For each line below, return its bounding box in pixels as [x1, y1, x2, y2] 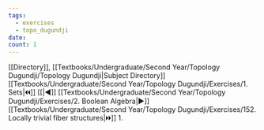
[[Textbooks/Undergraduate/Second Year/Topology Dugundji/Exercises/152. [8, 105, 257, 114]
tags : [8, 11, 26, 20]
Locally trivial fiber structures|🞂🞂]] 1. [8, 113, 124, 123]
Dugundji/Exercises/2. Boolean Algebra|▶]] [8, 96, 150, 106]
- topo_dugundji [15, 26, 69, 34]
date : [8, 33, 26, 42]
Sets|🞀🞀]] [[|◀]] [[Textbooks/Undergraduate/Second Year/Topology [8, 87, 226, 97]
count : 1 [8, 41, 37, 49]
